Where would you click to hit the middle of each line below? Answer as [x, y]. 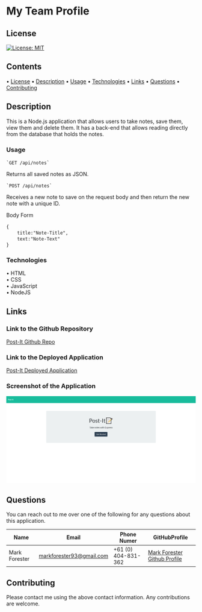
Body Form [20, 215]
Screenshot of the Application [51, 386]
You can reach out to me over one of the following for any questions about [98, 514]
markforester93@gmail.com [74, 555]
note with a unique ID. [33, 203]
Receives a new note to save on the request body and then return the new [98, 197]
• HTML [16, 273]
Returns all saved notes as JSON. [47, 174]
